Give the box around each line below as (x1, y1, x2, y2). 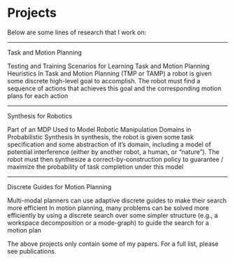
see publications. (7, 247, 57, 255)
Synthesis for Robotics (7, 111, 73, 120)
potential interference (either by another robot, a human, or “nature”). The (7, 147, 220, 156)
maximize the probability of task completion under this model (7, 163, 184, 171)
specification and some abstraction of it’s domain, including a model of (7, 140, 211, 149)
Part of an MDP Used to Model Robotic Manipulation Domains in (7, 125, 192, 134)
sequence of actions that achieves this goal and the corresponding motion (7, 84, 222, 92)
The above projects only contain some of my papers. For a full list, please (7, 240, 219, 248)
